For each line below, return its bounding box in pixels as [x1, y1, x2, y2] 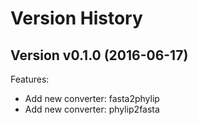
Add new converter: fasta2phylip [24, 93, 160, 104]
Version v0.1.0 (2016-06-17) [10, 47, 189, 64]
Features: [10, 73, 50, 85]
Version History [10, 7, 143, 30]
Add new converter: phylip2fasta [24, 103, 160, 115]
